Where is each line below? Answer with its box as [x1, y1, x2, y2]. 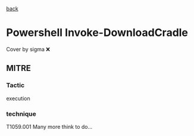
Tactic [6, 81, 25, 89]
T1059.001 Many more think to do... [6, 123, 93, 130]
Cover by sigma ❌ [6, 45, 51, 52]
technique [6, 110, 37, 118]
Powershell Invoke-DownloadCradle [6, 26, 189, 39]
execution [6, 95, 31, 102]
